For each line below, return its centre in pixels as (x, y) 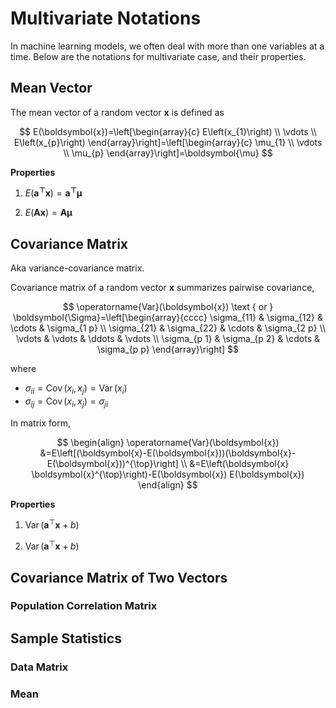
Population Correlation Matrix (84, 606)
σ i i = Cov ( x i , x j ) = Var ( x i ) (76, 389)
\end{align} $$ (168, 484)
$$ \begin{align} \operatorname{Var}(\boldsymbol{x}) (168, 442)
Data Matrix (39, 667)
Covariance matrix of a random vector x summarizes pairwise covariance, (162, 288)
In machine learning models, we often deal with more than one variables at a (167, 46)
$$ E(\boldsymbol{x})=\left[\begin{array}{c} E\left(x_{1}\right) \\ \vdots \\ (168, 131)
